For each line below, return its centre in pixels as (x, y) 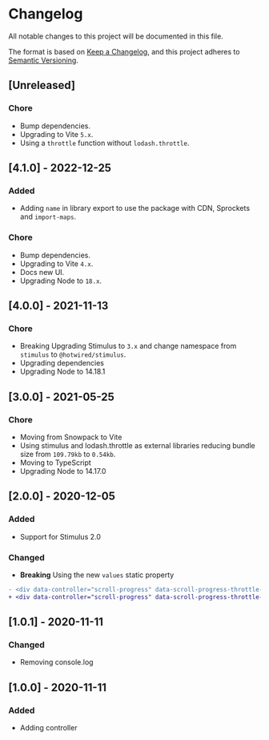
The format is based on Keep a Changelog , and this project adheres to (124, 51)
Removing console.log (56, 662)
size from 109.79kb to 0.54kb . (68, 454)
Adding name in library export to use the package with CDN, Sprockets (135, 208)
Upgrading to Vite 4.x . (56, 263)
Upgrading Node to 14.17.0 (63, 471)
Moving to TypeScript (56, 463)
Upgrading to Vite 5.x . (56, 134)
